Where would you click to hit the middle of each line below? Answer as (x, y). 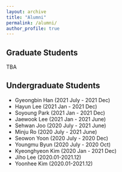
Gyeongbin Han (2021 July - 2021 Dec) (62, 100)
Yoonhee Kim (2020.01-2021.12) (54, 163)
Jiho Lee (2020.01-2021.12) (48, 157)
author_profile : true (33, 28)
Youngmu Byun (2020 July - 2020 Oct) (63, 145)
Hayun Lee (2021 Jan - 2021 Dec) (56, 106)
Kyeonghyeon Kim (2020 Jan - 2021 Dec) (66, 150)
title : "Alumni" (26, 17)
